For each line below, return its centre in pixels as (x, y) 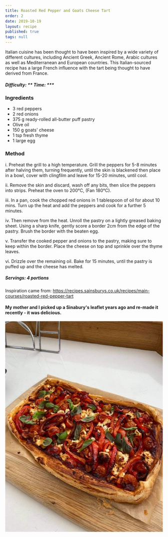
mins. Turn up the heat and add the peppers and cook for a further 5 (75, 205)
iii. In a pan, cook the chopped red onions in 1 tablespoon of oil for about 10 (82, 200)
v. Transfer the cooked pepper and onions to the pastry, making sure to (78, 241)
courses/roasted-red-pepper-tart (39, 296)
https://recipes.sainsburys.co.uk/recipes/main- (101, 290)
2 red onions (25, 114)
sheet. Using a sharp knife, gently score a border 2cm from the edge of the (82, 226)
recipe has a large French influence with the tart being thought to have (78, 68)
